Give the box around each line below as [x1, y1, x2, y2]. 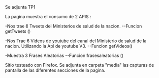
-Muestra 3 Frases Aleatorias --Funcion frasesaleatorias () [5, 52, 124, 58]
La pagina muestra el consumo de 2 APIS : [5, 14, 91, 19]
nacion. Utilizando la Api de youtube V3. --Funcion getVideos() [5, 43, 133, 49]
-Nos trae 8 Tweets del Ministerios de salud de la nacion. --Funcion [5, 23, 142, 29]
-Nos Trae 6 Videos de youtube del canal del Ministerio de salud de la [5, 38, 147, 44]
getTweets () [5, 28, 31, 34]
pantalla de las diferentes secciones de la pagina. [5, 67, 106, 73]
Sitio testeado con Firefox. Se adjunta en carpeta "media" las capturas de [5, 62, 154, 68]
